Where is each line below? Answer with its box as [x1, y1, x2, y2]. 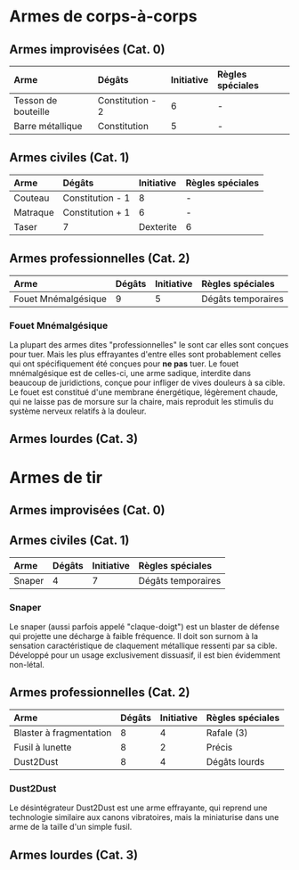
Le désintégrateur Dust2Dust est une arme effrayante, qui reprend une [9, 802, 268, 813]
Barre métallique [13, 120, 83, 132]
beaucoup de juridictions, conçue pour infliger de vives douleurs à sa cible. [9, 377, 286, 388]
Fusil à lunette [13, 741, 72, 753]
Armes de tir [9, 467, 103, 488]
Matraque [13, 206, 55, 218]
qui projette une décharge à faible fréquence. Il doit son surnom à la [9, 631, 259, 641]
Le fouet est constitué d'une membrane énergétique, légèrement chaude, [9, 386, 279, 398]
